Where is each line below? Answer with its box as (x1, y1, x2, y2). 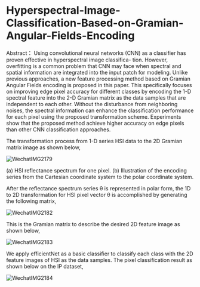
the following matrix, (6, 197, 57, 205)
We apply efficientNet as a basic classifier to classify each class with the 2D (6, 250, 193, 257)
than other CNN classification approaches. (6, 126, 111, 133)
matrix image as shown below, (6, 144, 81, 151)
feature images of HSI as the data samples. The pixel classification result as (6, 256, 193, 263)
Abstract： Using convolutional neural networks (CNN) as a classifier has (6, 49, 186, 57)
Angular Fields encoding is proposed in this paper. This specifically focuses (6, 81, 192, 88)
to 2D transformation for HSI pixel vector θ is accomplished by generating (6, 191, 187, 198)
